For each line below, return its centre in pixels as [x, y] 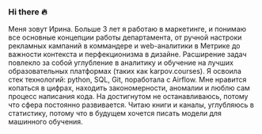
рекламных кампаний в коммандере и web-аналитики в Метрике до [124, 46]
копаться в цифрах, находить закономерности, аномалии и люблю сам [129, 88]
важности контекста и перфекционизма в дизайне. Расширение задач [127, 55]
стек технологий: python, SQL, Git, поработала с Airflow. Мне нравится [127, 80]
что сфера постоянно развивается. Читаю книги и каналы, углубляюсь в [131, 105]
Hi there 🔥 [28, 12]
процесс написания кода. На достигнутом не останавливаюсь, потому [128, 97]
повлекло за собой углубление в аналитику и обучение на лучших [121, 63]
